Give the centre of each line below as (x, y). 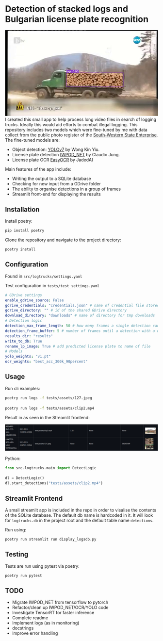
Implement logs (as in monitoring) (46, 623)
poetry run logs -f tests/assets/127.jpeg (49, 398)
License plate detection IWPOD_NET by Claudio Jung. (66, 155)
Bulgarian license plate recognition (77, 19)
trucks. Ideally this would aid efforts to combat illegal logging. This (71, 125)
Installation (22, 209)
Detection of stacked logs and (67, 9)
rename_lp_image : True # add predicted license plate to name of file (78, 346)
